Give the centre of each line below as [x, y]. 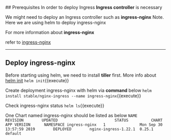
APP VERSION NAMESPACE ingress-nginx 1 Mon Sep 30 [84, 125]
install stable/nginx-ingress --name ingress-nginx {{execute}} [73, 95]
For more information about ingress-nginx [50, 32]
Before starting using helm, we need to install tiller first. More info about [81, 75]
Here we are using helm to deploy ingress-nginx [56, 23]
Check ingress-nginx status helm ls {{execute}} [55, 106]
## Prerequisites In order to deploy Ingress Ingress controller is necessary [84, 7]
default [13, 133]
